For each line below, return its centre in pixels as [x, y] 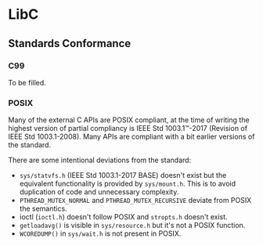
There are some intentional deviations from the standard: [100, 160]
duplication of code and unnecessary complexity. [99, 192]
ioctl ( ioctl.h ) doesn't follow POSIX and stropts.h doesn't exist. [124, 217]
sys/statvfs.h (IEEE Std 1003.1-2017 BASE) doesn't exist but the [123, 175]
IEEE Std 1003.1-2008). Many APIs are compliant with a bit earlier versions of [131, 137]
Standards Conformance [70, 43]
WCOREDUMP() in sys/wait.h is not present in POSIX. [100, 233]
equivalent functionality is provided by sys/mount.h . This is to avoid [128, 184]
